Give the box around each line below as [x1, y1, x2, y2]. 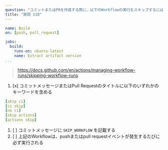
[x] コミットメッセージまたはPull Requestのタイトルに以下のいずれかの [12, 82, 159, 88]
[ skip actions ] [5, 113, 37, 118]
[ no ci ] [5, 108, 21, 113]
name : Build [5, 25, 30, 30]
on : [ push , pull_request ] [5, 30, 59, 35]
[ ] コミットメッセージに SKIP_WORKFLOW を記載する [12, 127, 116, 133]
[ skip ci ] [5, 98, 26, 104]
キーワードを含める [12, 88, 52, 95]
